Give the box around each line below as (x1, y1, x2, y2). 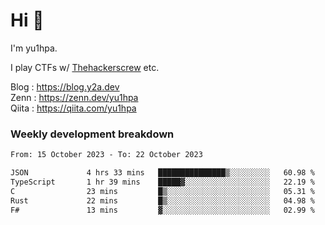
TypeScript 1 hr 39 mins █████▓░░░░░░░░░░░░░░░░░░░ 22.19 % (10, 177, 315, 187)
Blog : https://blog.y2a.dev (10, 80, 120, 93)
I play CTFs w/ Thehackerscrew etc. (10, 61, 160, 73)
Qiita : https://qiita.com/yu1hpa (10, 102, 137, 114)
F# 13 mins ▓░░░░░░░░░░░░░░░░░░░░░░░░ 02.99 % (10, 205, 315, 215)
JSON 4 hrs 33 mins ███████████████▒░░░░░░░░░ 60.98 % (10, 168, 315, 178)
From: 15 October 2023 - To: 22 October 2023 (10, 150, 203, 160)
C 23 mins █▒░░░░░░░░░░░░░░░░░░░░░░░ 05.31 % (10, 186, 315, 196)
